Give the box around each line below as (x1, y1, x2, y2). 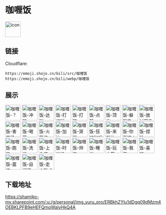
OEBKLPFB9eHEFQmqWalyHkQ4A (5, 204, 76, 211)
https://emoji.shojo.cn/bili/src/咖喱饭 (5, 71, 88, 76)
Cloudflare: (5, 60, 28, 66)
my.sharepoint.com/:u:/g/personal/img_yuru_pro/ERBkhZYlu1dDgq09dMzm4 (5, 199, 161, 205)
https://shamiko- (5, 194, 39, 200)
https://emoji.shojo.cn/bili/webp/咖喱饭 (5, 76, 90, 81)
